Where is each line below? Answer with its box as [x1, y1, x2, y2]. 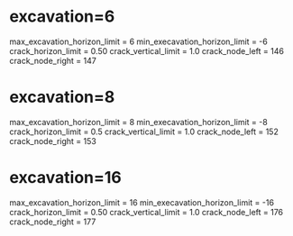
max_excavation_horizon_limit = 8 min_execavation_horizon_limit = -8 [9, 116, 268, 127]
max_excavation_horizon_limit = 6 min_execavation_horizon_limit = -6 [9, 36, 268, 47]
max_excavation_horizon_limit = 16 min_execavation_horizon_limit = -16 [9, 196, 275, 208]
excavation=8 [9, 87, 115, 107]
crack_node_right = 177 [9, 216, 96, 227]
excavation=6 [9, 6, 115, 27]
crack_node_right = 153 [9, 135, 96, 146]
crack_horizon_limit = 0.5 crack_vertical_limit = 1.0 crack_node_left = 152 [9, 126, 279, 137]
